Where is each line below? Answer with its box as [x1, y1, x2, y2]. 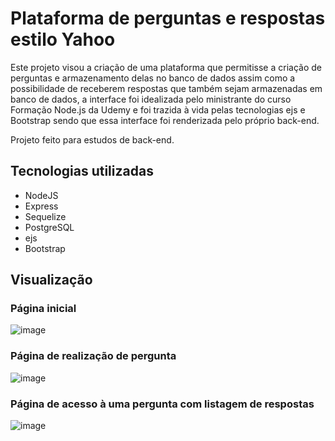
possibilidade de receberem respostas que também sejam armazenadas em [10, 82, 323, 94]
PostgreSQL [24, 221, 75, 233]
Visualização [10, 272, 93, 289]
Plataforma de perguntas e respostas [10, 7, 326, 30]
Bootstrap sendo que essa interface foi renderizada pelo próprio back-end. [10, 114, 320, 126]
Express [24, 200, 59, 212]
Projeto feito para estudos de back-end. [10, 133, 175, 146]
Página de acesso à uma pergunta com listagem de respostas [10, 397, 315, 411]
